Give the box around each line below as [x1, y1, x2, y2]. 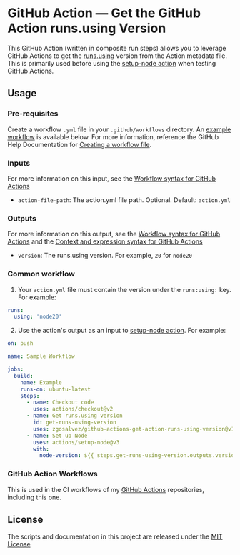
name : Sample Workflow [7, 353, 75, 360]
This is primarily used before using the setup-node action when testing [7, 59, 216, 67]
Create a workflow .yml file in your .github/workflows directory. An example [7, 125, 231, 134]
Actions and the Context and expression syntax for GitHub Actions [7, 237, 203, 246]
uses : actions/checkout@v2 [33, 406, 114, 413]
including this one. [7, 493, 62, 501]
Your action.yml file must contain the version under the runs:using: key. [17, 285, 231, 294]
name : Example [20, 379, 62, 386]
